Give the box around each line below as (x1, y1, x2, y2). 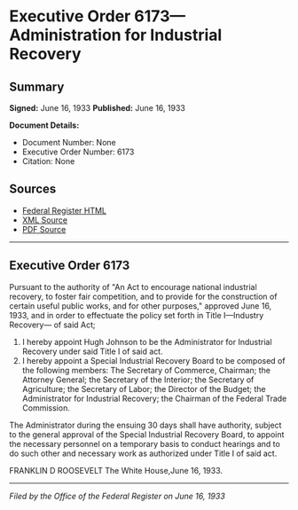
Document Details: (9, 120, 80, 130)
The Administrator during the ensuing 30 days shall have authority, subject (9, 420, 282, 430)
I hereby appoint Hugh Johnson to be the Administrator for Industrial (21, 336, 272, 347)
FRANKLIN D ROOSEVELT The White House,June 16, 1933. (9, 465, 223, 475)
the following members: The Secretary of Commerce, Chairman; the (21, 365, 271, 375)
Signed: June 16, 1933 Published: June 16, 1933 (9, 103, 186, 113)
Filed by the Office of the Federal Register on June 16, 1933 (9, 490, 226, 501)
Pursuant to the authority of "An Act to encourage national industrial (9, 281, 257, 292)
